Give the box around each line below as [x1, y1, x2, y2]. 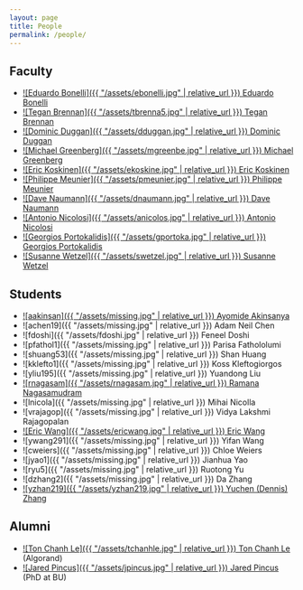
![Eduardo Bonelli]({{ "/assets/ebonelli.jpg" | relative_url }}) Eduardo [22, 88, 274, 98]
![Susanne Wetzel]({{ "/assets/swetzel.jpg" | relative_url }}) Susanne [22, 250, 277, 262]
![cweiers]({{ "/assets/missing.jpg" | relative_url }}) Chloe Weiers [22, 445, 263, 455]
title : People [9, 22, 63, 31]
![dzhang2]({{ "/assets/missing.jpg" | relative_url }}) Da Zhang [22, 473, 252, 484]
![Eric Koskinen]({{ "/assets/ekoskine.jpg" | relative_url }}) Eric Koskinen [22, 164, 290, 175]
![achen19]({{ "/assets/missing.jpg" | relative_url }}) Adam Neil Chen [22, 320, 275, 331]
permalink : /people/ [9, 30, 87, 39]
